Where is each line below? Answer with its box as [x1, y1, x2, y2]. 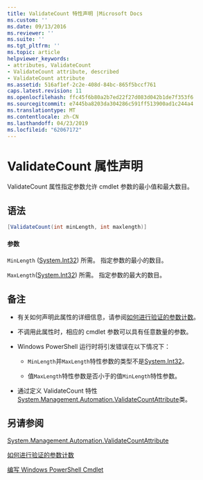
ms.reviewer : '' [7, 29, 54, 37]
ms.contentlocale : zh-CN [7, 113, 79, 120]
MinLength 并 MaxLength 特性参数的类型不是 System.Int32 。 [27, 357, 188, 366]
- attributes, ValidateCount [7, 62, 91, 69]
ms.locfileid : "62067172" [7, 126, 82, 133]
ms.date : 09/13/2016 [7, 23, 67, 30]
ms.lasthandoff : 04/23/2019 [7, 119, 89, 127]
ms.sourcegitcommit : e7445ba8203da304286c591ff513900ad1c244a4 [7, 101, 194, 108]
